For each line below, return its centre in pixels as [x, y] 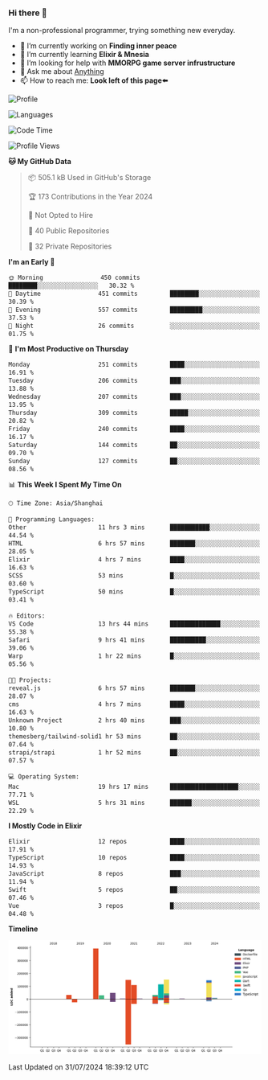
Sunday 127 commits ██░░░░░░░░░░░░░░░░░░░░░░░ [134, 462]
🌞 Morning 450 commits [74, 278]
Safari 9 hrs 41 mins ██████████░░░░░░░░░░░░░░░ [134, 640]
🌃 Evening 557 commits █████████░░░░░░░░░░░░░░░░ [134, 310]
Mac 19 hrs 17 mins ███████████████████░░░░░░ [134, 787]
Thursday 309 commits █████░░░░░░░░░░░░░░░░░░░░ [134, 413]
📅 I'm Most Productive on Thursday [69, 349]
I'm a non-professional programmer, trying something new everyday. [122, 31]
